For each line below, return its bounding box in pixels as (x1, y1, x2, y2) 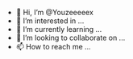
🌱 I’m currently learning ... (15, 25, 102, 33)
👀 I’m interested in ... (15, 16, 85, 26)
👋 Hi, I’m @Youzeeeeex (15, 8, 94, 17)
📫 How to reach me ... (15, 42, 91, 51)
